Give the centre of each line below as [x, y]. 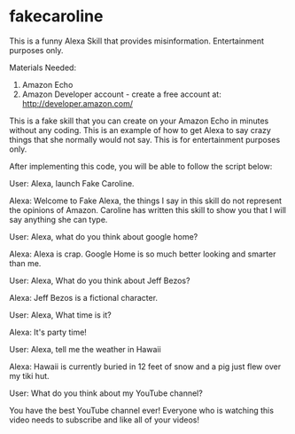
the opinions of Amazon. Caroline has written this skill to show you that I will [147, 209]
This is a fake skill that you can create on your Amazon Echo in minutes [139, 121]
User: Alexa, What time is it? [61, 315]
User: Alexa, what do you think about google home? [104, 236]
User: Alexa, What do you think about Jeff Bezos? [100, 280]
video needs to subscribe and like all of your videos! [104, 420]
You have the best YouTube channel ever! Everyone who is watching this [142, 410]
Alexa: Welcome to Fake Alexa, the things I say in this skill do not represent [145, 201]
